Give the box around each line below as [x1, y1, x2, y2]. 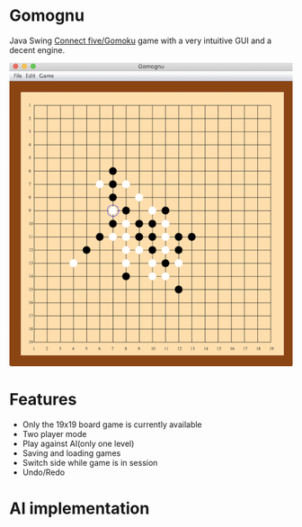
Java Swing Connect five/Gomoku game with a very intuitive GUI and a [9, 35, 272, 46]
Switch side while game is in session [22, 457, 158, 468]
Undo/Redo [22, 467, 66, 478]
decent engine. [9, 44, 66, 55]
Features [9, 389, 77, 410]
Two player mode [22, 428, 87, 439]
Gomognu [9, 5, 85, 26]
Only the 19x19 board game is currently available [22, 419, 202, 430]
